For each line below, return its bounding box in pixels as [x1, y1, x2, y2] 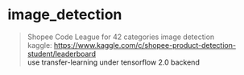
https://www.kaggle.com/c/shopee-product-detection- [54, 40, 237, 49]
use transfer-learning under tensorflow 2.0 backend [27, 57, 201, 67]
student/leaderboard [27, 49, 97, 58]
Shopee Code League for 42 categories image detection [27, 32, 215, 41]
